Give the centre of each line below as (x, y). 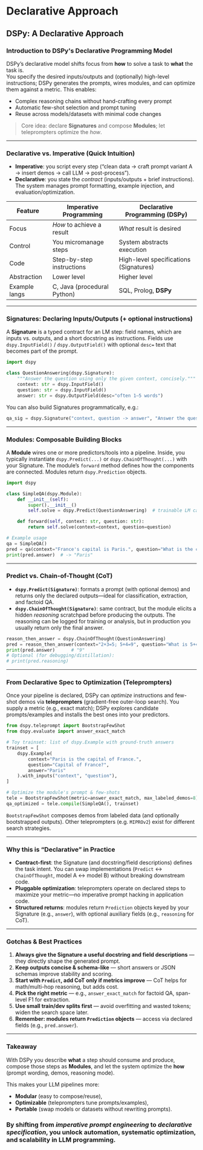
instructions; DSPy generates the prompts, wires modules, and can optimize (101, 83)
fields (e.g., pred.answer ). (47, 1026)
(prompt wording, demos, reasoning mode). (60, 1073)
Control (20, 246)
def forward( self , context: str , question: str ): (81, 522)
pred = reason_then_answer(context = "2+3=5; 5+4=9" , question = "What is (97, 644)
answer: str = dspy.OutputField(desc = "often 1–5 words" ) (90, 396)
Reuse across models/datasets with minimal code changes (88, 114)
